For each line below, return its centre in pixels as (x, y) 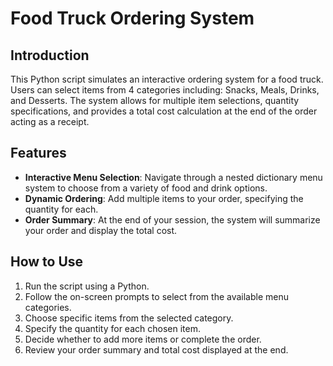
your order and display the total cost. (101, 230)
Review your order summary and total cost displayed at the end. (156, 349)
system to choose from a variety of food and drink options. (146, 188)
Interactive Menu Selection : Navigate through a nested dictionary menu (173, 177)
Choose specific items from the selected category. (129, 318)
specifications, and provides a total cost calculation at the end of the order (164, 111)
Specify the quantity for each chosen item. (112, 328)
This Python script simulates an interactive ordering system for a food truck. (167, 79)
